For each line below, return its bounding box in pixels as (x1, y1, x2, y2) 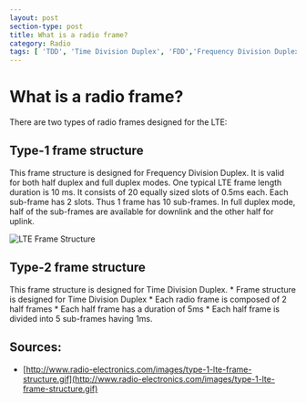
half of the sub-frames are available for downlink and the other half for (9, 206, 274, 217)
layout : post (9, 13, 59, 23)
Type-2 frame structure (9, 260, 146, 275)
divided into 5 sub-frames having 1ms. (9, 313, 153, 324)
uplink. (9, 215, 35, 226)
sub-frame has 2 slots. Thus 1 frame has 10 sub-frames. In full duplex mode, (9, 196, 296, 207)
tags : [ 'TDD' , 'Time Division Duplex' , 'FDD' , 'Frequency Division (9, 47, 271, 57)
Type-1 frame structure (9, 143, 144, 159)
